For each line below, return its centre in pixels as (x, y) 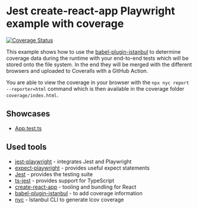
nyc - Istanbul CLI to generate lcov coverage (69, 199)
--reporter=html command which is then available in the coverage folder (95, 88)
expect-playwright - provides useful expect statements (82, 168)
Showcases (28, 114)
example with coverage (65, 24)
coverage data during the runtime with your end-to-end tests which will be (98, 58)
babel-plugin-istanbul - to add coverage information (78, 193)
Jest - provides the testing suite (54, 174)
